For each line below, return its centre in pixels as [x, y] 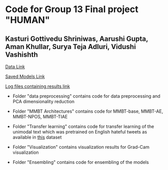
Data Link [15, 67]
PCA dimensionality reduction [44, 101]
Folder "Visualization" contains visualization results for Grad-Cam [81, 147]
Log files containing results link [38, 86]
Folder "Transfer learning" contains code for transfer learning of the [83, 126]
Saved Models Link [25, 76]
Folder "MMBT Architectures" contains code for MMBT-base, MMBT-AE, [88, 111]
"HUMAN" [28, 20]
